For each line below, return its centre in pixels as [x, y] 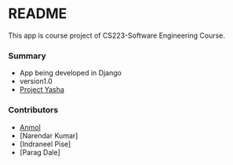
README [38, 14]
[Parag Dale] [40, 152]
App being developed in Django [70, 73]
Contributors [33, 110]
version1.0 [36, 81]
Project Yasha [42, 90]
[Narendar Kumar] [49, 135]
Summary [27, 56]
